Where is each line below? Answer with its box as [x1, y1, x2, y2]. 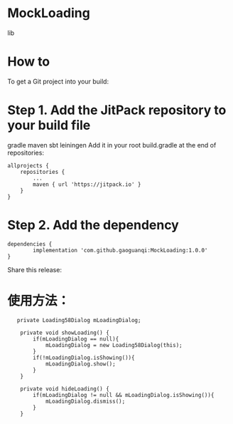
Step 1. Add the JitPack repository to [7, 102, 227, 118]
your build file [7, 118, 91, 133]
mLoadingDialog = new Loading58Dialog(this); [45, 341, 183, 348]
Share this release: [7, 265, 63, 274]
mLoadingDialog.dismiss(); [45, 398, 126, 405]
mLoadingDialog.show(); [45, 360, 116, 368]
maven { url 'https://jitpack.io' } [33, 180, 141, 188]
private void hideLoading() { [20, 385, 110, 393]
